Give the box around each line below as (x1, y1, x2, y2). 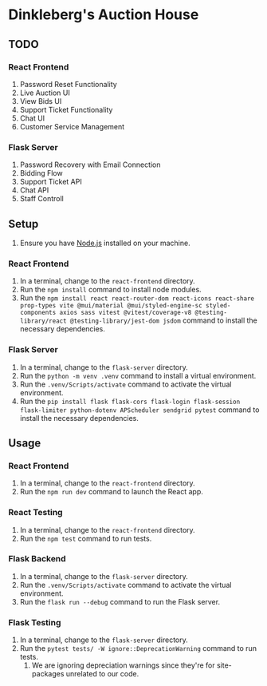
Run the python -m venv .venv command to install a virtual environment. (19, 371, 257, 380)
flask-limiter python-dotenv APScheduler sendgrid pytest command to (19, 405, 260, 414)
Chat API (19, 185, 49, 195)
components (19, 309, 57, 317)
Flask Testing (8, 617, 61, 628)
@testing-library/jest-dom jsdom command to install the (70, 315, 257, 325)
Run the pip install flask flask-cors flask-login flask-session (19, 396, 241, 406)
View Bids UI (19, 96, 62, 105)
